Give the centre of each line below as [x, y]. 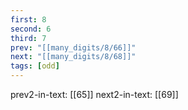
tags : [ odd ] [35, 66]
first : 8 [28, 19]
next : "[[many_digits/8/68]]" [73, 57]
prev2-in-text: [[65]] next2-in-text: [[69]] [94, 94]
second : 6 [31, 29]
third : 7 [28, 38]
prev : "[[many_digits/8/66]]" [73, 47]
